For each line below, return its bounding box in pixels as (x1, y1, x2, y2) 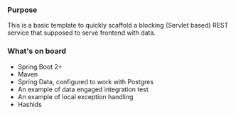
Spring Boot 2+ (17, 62, 63, 71)
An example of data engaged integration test (17, 85, 149, 93)
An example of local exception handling (17, 92, 134, 101)
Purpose (7, 5, 38, 15)
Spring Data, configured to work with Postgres (17, 77, 154, 86)
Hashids (17, 100, 43, 108)
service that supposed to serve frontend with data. (7, 28, 156, 37)
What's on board (7, 46, 66, 56)
